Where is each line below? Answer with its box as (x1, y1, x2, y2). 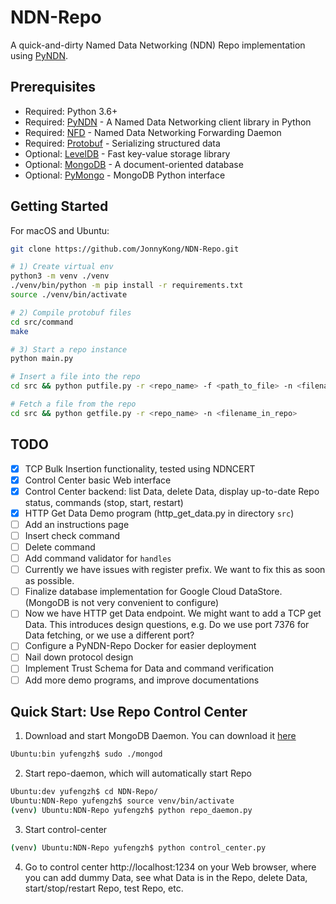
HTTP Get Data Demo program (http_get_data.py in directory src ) (24, 507, 295, 519)
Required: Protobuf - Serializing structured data (24, 137, 221, 149)
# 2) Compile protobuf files (10, 307, 132, 318)
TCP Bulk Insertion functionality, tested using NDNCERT (24, 462, 256, 475)
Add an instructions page (24, 518, 130, 530)
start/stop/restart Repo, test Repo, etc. (24, 882, 184, 894)
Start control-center (24, 823, 108, 835)
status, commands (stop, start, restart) (24, 496, 184, 508)
